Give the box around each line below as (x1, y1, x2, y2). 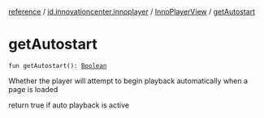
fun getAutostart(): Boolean (8, 61, 107, 70)
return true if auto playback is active (8, 100, 130, 110)
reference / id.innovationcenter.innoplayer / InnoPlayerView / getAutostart (8, 7, 256, 16)
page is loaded (8, 84, 58, 94)
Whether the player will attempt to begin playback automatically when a (8, 76, 249, 86)
